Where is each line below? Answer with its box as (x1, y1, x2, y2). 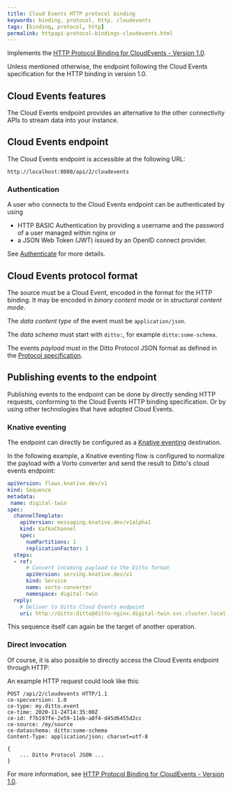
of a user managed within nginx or (17, 228, 116, 237)
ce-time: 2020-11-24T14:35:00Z (7, 708, 98, 716)
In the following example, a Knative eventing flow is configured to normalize (7, 452, 225, 460)
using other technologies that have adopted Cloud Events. (7, 404, 174, 413)
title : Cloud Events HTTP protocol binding (7, 10, 136, 17)
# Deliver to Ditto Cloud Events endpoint (20, 603, 145, 610)
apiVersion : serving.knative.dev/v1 (25, 571, 133, 578)
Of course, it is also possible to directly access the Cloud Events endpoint (7, 656, 219, 664)
